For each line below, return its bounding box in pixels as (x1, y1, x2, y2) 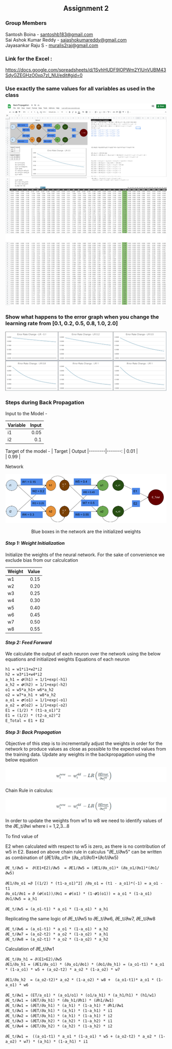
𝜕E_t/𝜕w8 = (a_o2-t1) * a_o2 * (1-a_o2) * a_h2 (5, 936, 109, 942)
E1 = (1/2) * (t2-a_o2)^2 (5, 713, 60, 718)
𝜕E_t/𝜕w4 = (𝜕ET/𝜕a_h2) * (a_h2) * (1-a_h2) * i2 (5, 1023, 113, 1028)
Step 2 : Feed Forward (5, 639, 52, 645)
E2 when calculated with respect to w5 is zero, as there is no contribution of (5, 843, 166, 849)
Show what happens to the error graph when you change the (5, 313, 159, 321)
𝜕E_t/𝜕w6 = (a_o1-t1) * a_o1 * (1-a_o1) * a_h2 (5, 926, 109, 932)
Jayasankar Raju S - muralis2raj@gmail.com (5, 42, 98, 48)
